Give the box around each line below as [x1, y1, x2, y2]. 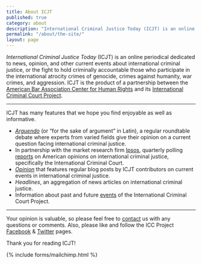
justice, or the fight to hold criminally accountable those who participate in [6, 66, 191, 73]
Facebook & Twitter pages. [6, 228, 73, 235]
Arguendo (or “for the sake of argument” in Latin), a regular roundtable [14, 127, 191, 134]
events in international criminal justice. [14, 172, 110, 179]
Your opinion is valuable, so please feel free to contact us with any [6, 215, 171, 222]
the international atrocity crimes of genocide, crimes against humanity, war [6, 73, 192, 80]
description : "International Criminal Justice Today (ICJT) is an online [6, 25, 195, 32]
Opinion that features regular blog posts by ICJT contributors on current [14, 166, 194, 172]
